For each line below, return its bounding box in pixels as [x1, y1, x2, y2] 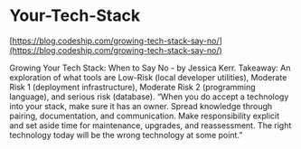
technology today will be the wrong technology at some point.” [9, 129, 243, 140]
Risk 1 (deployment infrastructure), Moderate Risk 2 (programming [9, 81, 256, 92]
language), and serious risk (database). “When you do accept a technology [9, 91, 289, 102]
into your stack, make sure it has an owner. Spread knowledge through [9, 100, 273, 111]
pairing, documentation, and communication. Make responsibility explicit [9, 110, 280, 121]
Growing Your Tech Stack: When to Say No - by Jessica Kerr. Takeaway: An [9, 62, 291, 73]
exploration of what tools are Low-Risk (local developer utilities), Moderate [9, 71, 287, 82]
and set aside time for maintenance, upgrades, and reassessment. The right [9, 119, 292, 131]
